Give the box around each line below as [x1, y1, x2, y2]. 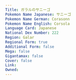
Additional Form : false [5, 44, 55, 49]
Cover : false [5, 58, 32, 63]
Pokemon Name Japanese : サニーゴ [5, 12, 72, 17]
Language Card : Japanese [5, 26, 57, 31]
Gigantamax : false [5, 53, 43, 59]
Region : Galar [5, 35, 35, 40]
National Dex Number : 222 [5, 30, 59, 35]
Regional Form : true [5, 40, 48, 45]
